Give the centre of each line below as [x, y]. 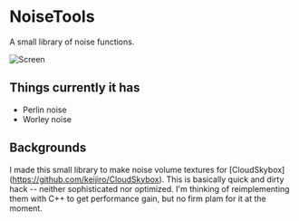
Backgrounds [48, 148]
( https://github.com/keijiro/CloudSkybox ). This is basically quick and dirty [147, 179]
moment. [26, 208]
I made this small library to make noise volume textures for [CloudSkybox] [147, 169]
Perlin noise [44, 110]
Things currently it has [75, 88]
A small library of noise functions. [72, 42]
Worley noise [47, 119]
